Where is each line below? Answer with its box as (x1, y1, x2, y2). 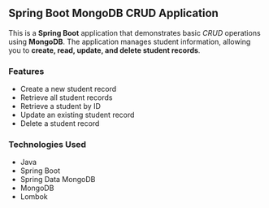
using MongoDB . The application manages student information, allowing (8, 37, 251, 46)
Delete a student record (20, 119, 100, 128)
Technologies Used (8, 139, 87, 150)
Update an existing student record (20, 110, 135, 120)
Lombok (20, 192, 49, 201)
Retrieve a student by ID (20, 102, 102, 111)
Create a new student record (20, 84, 117, 94)
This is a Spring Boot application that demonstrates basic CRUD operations (8, 28, 262, 37)
